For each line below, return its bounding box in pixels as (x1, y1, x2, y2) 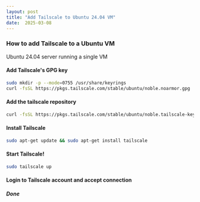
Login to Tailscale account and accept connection (6, 176, 132, 184)
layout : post (6, 8, 39, 15)
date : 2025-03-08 (6, 20, 52, 26)
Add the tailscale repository (6, 98, 77, 105)
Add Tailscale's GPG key (6, 67, 68, 74)
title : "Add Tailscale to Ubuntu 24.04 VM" (6, 14, 116, 20)
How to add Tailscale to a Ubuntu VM (6, 39, 115, 48)
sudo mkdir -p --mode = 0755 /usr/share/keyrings (6, 80, 127, 86)
